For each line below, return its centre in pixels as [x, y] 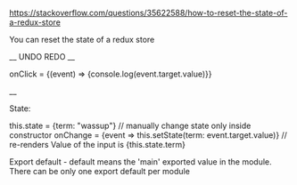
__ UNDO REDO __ [42, 56]
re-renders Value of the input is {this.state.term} [97, 145]
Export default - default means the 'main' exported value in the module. [140, 162]
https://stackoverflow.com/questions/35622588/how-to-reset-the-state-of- [148, 13]
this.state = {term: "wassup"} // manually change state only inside [130, 125]
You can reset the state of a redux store [82, 40]
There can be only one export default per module [99, 171]
